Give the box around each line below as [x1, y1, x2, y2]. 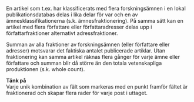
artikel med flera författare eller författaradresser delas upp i [6, 23, 152, 30]
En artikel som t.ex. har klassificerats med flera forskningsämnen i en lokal [6, 5, 186, 12]
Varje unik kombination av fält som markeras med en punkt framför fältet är [6, 83, 188, 90]
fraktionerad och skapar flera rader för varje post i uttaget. [6, 90, 148, 96]
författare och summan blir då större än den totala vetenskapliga [6, 59, 162, 66]
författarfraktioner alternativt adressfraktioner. [6, 30, 118, 37]
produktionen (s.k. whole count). [6, 66, 85, 72]
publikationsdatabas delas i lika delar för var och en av [6, 11, 138, 18]
